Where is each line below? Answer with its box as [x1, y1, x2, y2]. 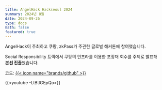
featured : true [5, 30, 36, 34]
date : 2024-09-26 [5, 16, 40, 21]
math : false [5, 25, 29, 30]
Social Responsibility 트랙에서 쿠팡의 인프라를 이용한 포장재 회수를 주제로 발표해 [5, 54, 158, 60]
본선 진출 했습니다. [5, 60, 39, 65]
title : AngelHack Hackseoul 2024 [5, 7, 73, 12]
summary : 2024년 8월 [5, 12, 45, 16]
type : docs [5, 20, 27, 26]
